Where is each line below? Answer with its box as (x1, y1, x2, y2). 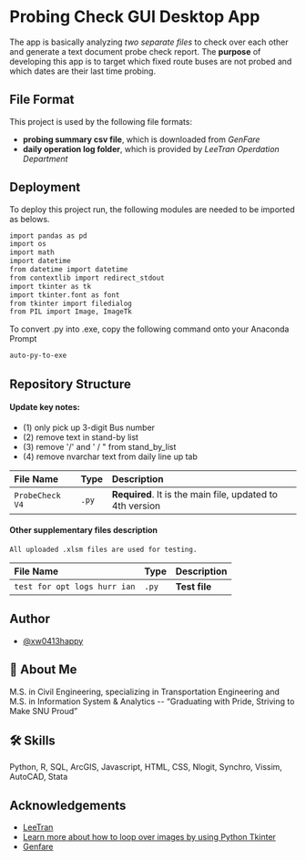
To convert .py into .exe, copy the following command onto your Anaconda (9, 323, 290, 334)
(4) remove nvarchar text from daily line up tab (22, 451, 199, 462)
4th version (111, 499, 161, 512)
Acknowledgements (9, 797, 127, 813)
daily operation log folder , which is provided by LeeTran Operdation (22, 143, 280, 154)
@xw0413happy (22, 635, 84, 646)
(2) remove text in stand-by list (22, 431, 139, 443)
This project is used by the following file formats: (9, 116, 193, 127)
